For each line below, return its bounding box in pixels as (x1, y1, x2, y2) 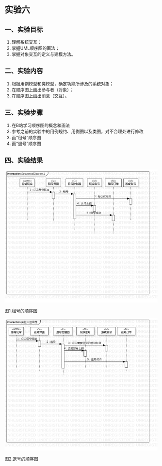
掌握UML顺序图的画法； (11, 45, 60, 51)
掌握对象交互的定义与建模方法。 (11, 52, 76, 57)
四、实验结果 (4, 156, 43, 164)
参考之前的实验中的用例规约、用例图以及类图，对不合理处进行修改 (11, 128, 144, 134)
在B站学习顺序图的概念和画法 (11, 122, 70, 128)
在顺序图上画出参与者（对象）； (11, 87, 74, 92)
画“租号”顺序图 (11, 134, 42, 140)
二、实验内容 (4, 67, 43, 75)
